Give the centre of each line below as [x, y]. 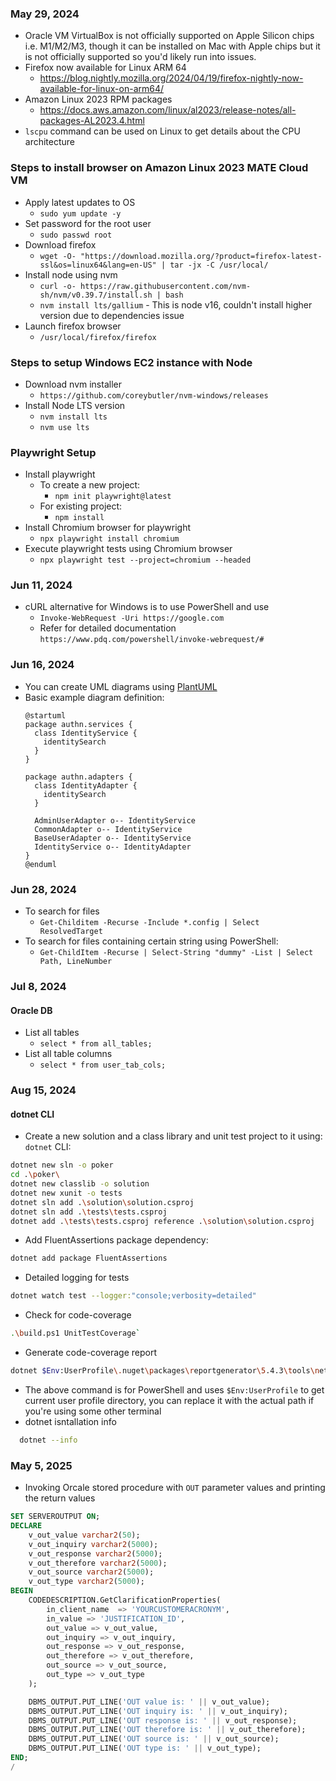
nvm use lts [64, 427]
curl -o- [58, 286]
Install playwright [60, 474]
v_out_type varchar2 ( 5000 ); [86, 1582]
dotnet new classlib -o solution [80, 1184]
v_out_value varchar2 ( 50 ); [84, 1535]
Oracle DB [31, 1010]
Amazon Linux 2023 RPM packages [98, 99]
